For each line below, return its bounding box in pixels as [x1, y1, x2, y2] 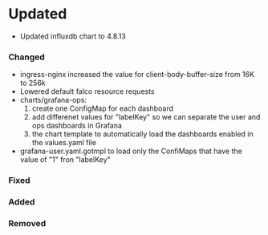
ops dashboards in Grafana [31, 121, 123, 131]
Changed [8, 51, 46, 63]
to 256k [19, 78, 46, 88]
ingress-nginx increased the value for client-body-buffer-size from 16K [19, 70, 255, 79]
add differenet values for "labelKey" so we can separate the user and [31, 112, 261, 122]
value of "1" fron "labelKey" [19, 155, 111, 164]
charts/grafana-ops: [19, 95, 87, 105]
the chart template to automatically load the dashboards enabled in [31, 129, 254, 139]
